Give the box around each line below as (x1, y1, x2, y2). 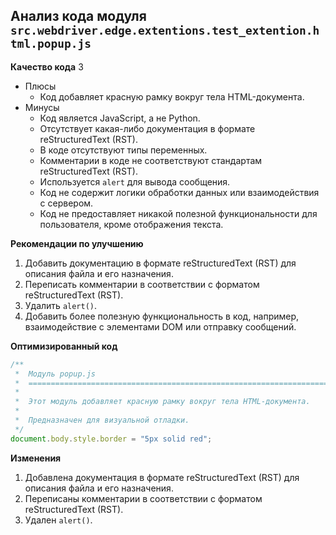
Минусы (24, 101, 60, 113)
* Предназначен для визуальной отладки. (14, 415, 190, 426)
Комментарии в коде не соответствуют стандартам (39, 154, 263, 166)
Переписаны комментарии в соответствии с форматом (24, 492, 263, 504)
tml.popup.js (10, 37, 92, 51)
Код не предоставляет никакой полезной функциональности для (39, 207, 318, 219)
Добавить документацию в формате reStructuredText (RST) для (24, 257, 297, 269)
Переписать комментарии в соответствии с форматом (24, 278, 260, 290)
